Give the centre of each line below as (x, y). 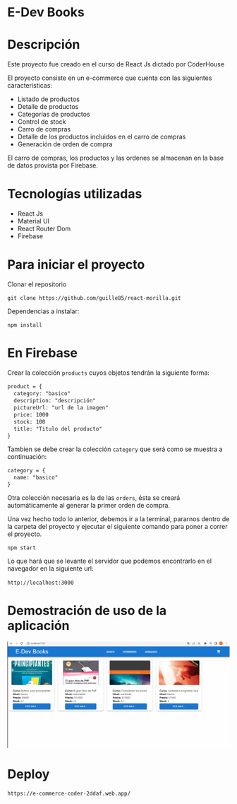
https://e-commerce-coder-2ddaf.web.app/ (69, 794)
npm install (25, 325)
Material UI (34, 221)
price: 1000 (31, 414)
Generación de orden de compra (65, 144)
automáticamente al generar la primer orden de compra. (89, 505)
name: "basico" (36, 477)
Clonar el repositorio (37, 284)
